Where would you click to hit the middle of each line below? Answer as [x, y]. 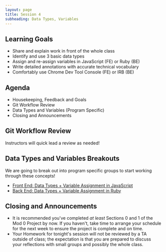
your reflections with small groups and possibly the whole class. [78, 245]
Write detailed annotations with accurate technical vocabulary [76, 67]
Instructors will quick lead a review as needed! [53, 143]
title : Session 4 [23, 14]
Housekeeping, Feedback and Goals [49, 99]
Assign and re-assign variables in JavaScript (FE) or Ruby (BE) [76, 62]
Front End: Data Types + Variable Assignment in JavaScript [73, 185]
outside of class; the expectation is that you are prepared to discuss [82, 239]
